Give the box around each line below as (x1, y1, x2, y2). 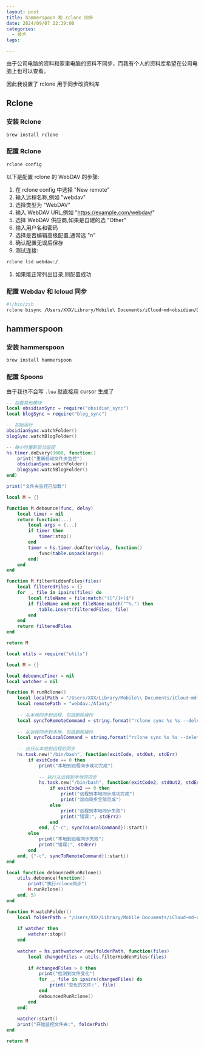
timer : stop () (38, 533, 72, 540)
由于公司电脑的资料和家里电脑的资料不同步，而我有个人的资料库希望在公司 (6, 60, 192, 67)
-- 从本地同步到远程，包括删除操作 (17, 712, 93, 718)
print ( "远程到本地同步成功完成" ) (60, 791, 135, 797)
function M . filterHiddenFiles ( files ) (6, 578, 102, 584)
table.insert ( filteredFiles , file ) (38, 606, 129, 613)
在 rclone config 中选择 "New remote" (15, 186, 110, 193)
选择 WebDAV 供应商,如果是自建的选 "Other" (15, 216, 126, 223)
